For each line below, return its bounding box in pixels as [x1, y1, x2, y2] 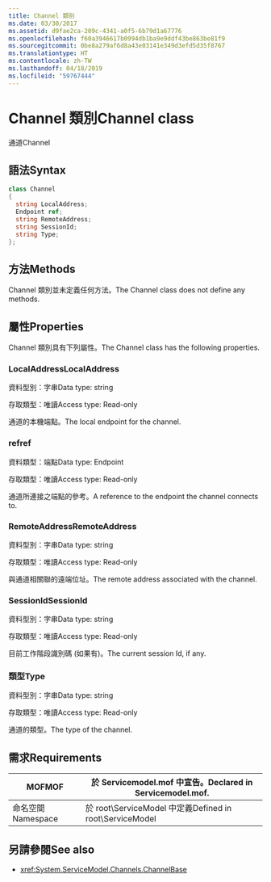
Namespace [12, 813, 59, 825]
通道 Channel [8, 137, 51, 147]
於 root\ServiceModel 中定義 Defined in [85, 803, 232, 814]
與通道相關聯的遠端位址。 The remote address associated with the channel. [8, 574, 258, 584]
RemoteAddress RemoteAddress [8, 520, 137, 531]
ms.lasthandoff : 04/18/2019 [8, 65, 103, 73]
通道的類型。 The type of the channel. [8, 724, 133, 735]
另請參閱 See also [8, 842, 95, 856]
